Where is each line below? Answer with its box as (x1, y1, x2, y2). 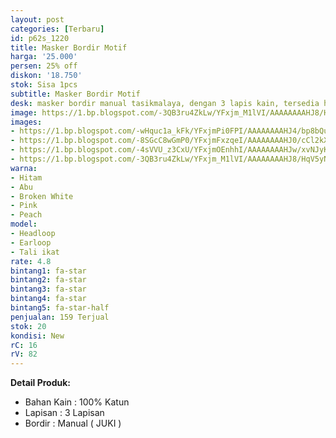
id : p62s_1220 (10, 33, 70, 43)
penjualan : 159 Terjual (10, 312, 110, 322)
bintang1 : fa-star (10, 266, 87, 276)
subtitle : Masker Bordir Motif (10, 89, 141, 99)
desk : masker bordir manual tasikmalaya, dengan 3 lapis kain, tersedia (10, 98, 320, 108)
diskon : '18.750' (10, 71, 83, 81)
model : (10, 219, 38, 230)
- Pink (10, 201, 38, 211)
